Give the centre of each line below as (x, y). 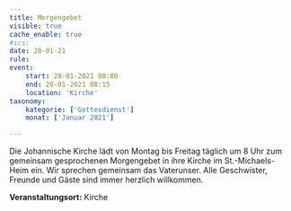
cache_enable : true (46, 34)
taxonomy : (28, 101)
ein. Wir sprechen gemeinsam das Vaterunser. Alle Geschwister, (149, 171)
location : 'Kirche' (62, 92)
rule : (19, 59)
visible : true (36, 26)
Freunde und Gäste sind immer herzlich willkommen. (106, 180)
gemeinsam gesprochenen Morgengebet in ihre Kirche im (116, 161)
